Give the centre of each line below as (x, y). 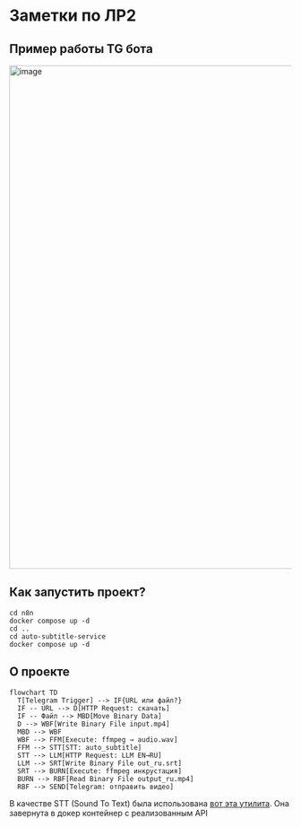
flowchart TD (34, 692)
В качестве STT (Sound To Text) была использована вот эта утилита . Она (149, 803)
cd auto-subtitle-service (57, 636)
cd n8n (21, 613)
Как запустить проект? (77, 592)
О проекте (39, 672)
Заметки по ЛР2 (73, 16)
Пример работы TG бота (82, 49)
